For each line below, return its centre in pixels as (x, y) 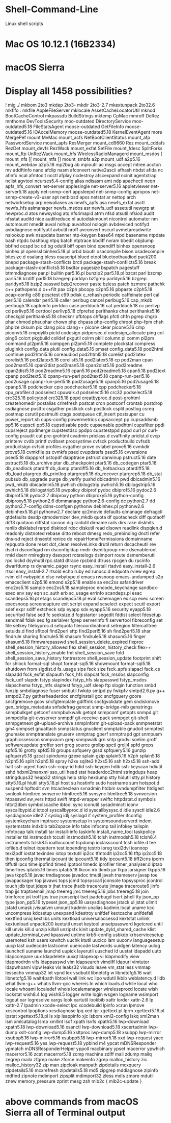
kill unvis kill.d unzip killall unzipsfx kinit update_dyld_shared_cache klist (81, 930)
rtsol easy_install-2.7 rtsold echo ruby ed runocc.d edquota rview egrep (80, 571)
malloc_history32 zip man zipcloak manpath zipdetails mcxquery (73, 1065)
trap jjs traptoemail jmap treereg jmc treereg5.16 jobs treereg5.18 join (77, 891)
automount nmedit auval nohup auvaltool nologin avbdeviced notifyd (77, 224)
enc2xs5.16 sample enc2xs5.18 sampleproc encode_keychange (72, 588)
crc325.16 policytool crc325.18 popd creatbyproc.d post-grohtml (73, 398)
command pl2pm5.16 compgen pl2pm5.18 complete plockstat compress (80, 344)
